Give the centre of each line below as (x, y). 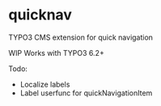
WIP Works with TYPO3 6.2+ (57, 53)
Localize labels (45, 84)
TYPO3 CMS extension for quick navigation (81, 37)
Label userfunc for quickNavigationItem (86, 93)
